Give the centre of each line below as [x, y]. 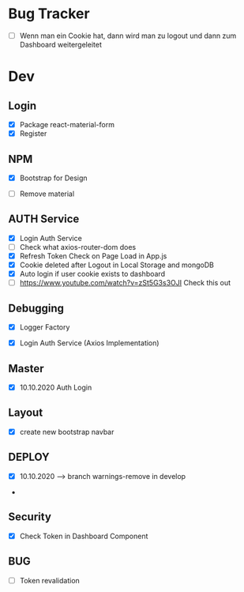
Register [33, 134]
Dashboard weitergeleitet [61, 45]
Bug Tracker [49, 14]
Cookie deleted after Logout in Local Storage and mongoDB [117, 265]
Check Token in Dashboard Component [84, 536]
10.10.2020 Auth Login [56, 387]
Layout [26, 413]
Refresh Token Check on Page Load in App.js [93, 256]
